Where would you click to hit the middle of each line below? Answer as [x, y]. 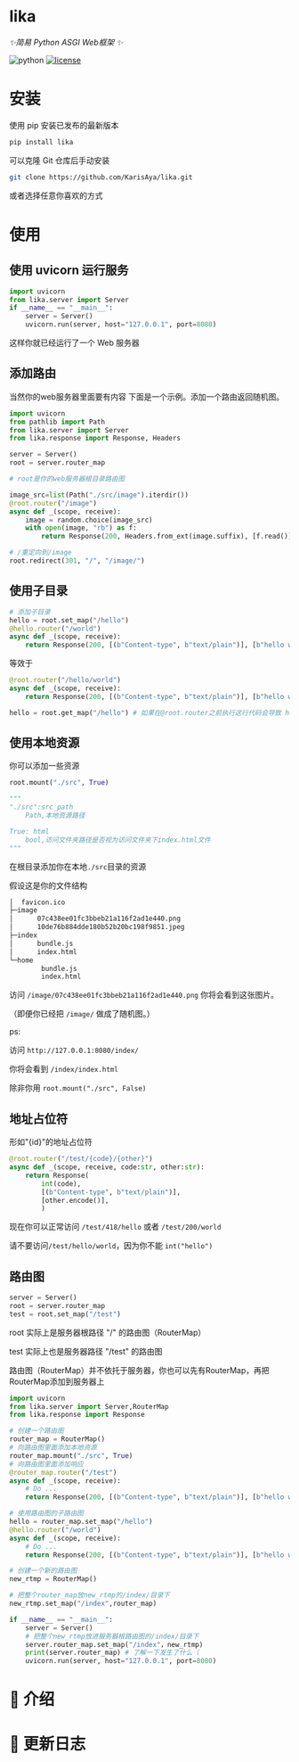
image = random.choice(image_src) [89, 520]
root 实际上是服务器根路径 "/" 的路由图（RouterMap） [108, 1332]
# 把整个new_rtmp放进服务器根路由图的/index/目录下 [112, 1636]
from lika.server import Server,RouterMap [89, 1406]
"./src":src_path [41, 807]
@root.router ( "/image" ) [53, 503]
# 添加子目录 [30, 612]
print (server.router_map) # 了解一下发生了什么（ [112, 1653]
